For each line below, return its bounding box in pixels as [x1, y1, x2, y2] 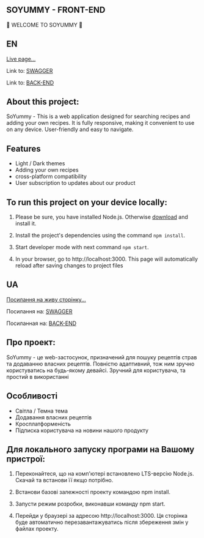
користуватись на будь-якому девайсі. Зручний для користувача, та [6, 367, 186, 374]
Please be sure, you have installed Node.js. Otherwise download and [15, 214, 188, 221]
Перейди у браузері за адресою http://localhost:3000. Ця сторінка [15, 512, 188, 520]
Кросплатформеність [15, 420, 71, 427]
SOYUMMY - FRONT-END [6, 5, 106, 15]
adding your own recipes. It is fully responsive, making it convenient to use [6, 119, 195, 127]
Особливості [6, 391, 58, 402]
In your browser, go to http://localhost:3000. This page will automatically [15, 255, 199, 263]
